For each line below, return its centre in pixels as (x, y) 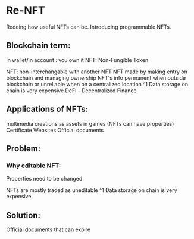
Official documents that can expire (48, 229)
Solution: (23, 215)
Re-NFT (26, 10)
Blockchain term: (38, 46)
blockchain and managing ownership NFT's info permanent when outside (96, 77)
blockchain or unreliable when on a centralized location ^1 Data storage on (97, 84)
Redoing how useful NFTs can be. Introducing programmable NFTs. (89, 27)
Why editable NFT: (34, 166)
